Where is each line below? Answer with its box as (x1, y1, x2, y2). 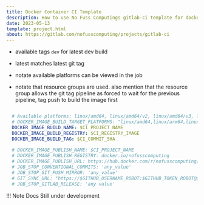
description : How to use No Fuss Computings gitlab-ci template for (6, 15, 183, 21)
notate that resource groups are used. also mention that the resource (15, 83, 188, 91)
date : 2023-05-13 (6, 20, 50, 26)
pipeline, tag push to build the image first (15, 96, 118, 104)
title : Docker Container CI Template (6, 8, 102, 15)
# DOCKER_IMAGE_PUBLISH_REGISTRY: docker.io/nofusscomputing (12, 153, 170, 159)
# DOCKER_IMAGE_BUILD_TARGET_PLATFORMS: (12, 119, 115, 125)
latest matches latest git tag (15, 60, 85, 67)
